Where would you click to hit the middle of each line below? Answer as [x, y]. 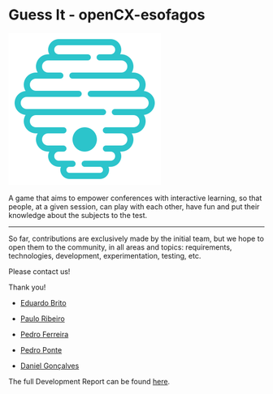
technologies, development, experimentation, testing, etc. [105, 255]
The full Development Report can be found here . [89, 381]
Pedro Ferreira [44, 334]
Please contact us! [39, 271]
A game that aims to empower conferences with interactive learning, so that [135, 198]
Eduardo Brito [43, 302]
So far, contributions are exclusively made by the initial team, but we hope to [136, 238]
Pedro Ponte [41, 349]
